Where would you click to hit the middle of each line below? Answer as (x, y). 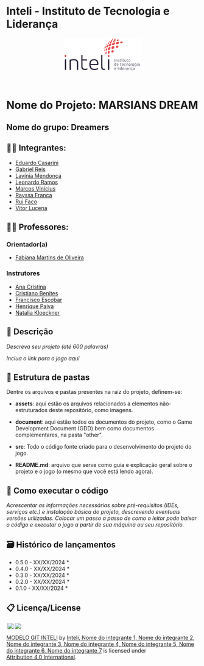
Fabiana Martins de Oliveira (49, 258)
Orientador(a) (27, 245)
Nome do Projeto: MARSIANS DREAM (102, 105)
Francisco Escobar (39, 300)
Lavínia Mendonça (38, 175)
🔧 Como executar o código (57, 490)
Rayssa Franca (34, 195)
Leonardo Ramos (37, 182)
